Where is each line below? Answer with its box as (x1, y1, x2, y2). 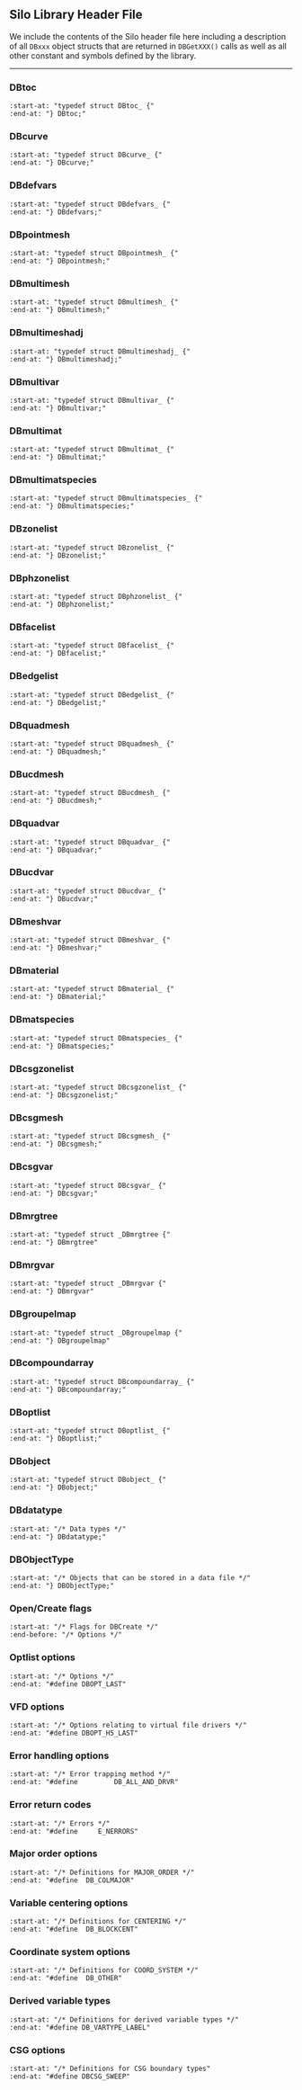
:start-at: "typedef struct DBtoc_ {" (9, 102, 155, 111)
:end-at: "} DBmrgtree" (9, 1237, 99, 1246)
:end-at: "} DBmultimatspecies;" (9, 502, 135, 511)
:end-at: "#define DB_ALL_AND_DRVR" (9, 1778, 179, 1787)
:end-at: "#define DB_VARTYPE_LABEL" (9, 2023, 151, 2032)
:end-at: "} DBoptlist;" (9, 1434, 102, 1443)
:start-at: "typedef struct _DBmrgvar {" (9, 1279, 167, 1289)
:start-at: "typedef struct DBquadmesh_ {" (9, 739, 175, 748)
